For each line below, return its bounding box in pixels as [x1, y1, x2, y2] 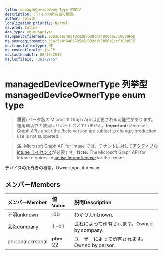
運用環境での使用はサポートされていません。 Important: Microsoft [16, 123, 148, 128]
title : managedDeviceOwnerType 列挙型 [5, 7, 81, 12]
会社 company [7, 223, 39, 230]
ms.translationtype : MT [5, 43, 53, 48]
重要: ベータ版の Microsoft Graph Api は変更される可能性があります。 [16, 117, 156, 123]
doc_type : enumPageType [5, 30, 53, 34]
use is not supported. [16, 133, 60, 139]
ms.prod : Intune [5, 25, 38, 30]
